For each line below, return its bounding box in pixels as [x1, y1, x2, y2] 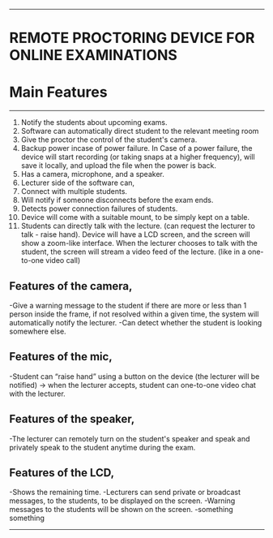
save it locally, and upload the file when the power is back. [20, 161, 217, 170]
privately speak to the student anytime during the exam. [9, 442, 196, 452]
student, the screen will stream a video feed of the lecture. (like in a [20, 247, 246, 256]
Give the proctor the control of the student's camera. [20, 135, 198, 144]
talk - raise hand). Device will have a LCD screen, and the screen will [20, 230, 250, 239]
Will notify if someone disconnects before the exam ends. [20, 196, 214, 205]
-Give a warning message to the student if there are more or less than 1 [9, 300, 247, 310]
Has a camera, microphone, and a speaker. [20, 170, 164, 179]
